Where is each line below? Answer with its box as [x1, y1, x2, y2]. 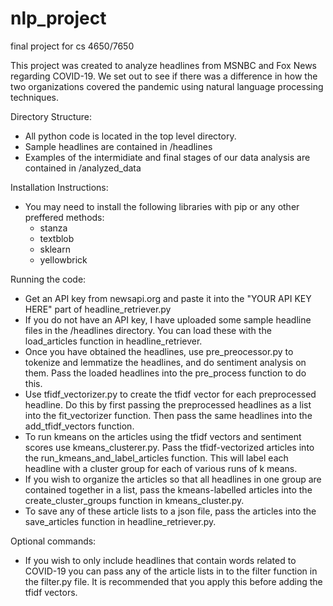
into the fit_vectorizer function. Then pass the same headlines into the [24, 409, 313, 421]
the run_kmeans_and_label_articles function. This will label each [24, 452, 289, 464]
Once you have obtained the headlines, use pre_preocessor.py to [24, 345, 294, 357]
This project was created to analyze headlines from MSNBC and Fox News [10, 59, 317, 71]
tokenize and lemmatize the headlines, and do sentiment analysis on [24, 356, 307, 368]
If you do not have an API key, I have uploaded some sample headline [24, 313, 312, 326]
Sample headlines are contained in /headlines [24, 140, 213, 152]
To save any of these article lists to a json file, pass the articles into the [24, 505, 317, 517]
